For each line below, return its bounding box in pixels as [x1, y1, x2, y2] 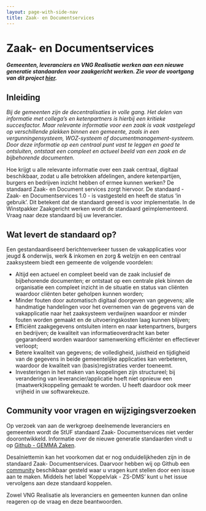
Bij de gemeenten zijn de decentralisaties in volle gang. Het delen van [6, 109, 183, 116]
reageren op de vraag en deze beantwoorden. [6, 498, 123, 505]
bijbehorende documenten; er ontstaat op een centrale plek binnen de [15, 277, 193, 285]
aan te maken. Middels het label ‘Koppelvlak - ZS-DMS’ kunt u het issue [6, 473, 188, 480]
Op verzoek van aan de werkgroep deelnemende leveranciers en [6, 421, 170, 429]
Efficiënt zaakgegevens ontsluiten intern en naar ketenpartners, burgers [15, 323, 197, 330]
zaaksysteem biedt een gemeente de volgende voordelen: [6, 259, 153, 266]
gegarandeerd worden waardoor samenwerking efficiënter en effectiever [15, 336, 200, 344]
